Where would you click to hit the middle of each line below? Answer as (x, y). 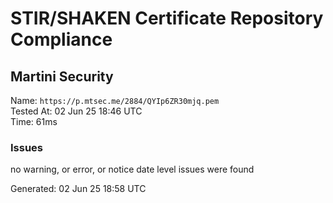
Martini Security (62, 76)
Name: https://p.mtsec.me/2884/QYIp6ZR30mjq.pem (115, 100)
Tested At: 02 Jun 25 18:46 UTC (76, 111)
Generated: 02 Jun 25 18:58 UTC (78, 189)
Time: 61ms (34, 121)
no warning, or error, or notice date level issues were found (132, 169)
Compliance (61, 39)
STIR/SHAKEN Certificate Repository (167, 18)
